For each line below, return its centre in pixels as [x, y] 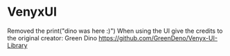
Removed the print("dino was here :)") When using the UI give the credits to [115, 31]
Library [17, 45]
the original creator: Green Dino [52, 38]
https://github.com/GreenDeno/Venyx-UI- [158, 38]
